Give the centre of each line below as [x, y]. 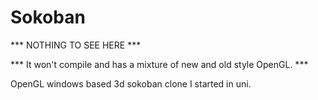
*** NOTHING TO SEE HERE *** [76, 45]
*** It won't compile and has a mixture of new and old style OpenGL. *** [159, 64]
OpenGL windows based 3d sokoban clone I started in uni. [131, 83]
